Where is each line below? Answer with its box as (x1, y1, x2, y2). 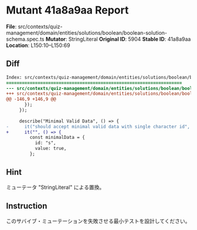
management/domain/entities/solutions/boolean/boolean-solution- (6, 29, 168, 36)
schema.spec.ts (6, 35, 45, 42)
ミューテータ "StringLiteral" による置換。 (6, 184, 105, 191)
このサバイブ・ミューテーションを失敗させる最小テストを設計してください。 (6, 217, 191, 224)
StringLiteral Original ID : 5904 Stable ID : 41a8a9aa (68, 35, 191, 42)
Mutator (45, 35, 66, 42)
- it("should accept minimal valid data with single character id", (6, 124, 191, 129)
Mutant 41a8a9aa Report (6, 4, 129, 17)
